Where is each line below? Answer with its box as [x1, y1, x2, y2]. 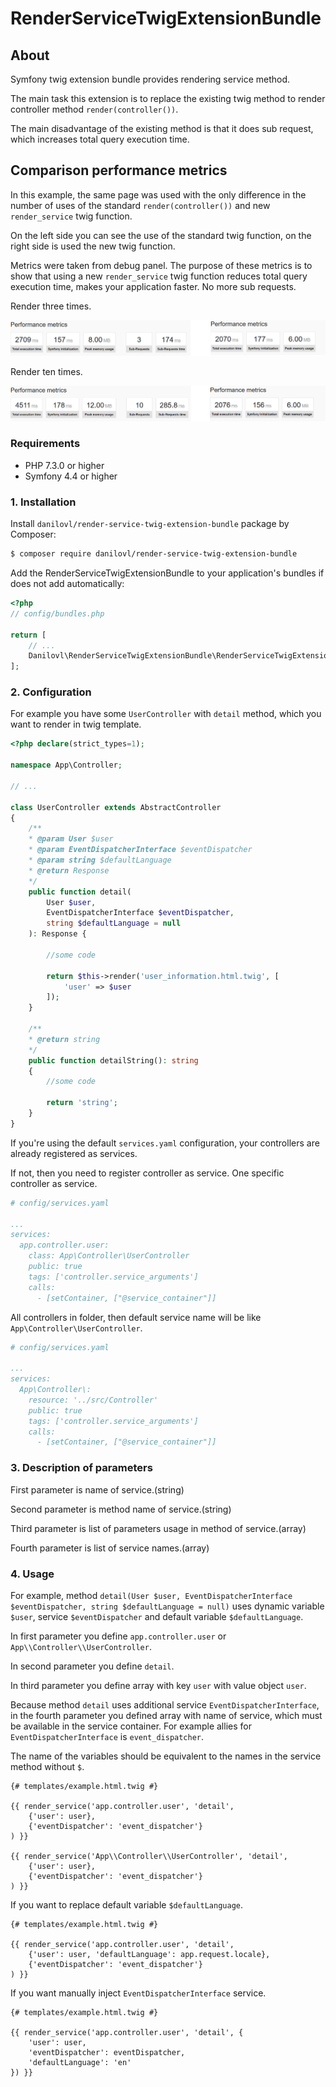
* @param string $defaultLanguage [28, 855, 172, 866]
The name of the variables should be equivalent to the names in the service [10, 1750, 322, 1762]
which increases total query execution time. [10, 133, 190, 145]
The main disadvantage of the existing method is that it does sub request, [10, 123, 314, 134]
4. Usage [10, 1567, 55, 1581]
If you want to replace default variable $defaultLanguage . [10, 1898, 244, 1911]
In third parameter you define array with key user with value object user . [10, 1679, 307, 1691]
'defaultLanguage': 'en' [28, 2057, 132, 2067]
